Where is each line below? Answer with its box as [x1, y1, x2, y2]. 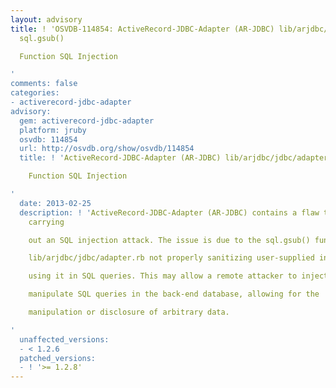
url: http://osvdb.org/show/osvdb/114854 [19, 144, 195, 154]
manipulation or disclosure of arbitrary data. [28, 307, 230, 317]
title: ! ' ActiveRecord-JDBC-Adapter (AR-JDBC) [19, 153, 222, 163]
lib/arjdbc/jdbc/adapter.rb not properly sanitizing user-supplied [28, 253, 315, 263]
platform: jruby [19, 125, 87, 135]
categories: [10, 88, 60, 98]
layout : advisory [10, 14, 83, 25]
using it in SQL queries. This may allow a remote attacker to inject [28, 271, 329, 281]
